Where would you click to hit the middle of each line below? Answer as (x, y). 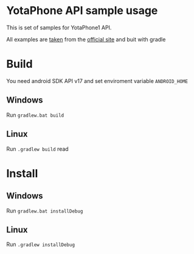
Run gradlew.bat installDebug (45, 211)
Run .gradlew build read (37, 149)
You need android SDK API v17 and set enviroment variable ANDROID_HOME (97, 81)
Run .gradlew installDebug (40, 244)
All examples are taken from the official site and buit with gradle (86, 39)
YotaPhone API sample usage (82, 11)
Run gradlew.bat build (35, 115)
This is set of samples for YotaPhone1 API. (59, 27)
